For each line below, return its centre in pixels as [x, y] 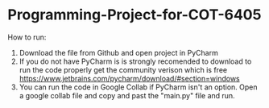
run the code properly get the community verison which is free [123, 69]
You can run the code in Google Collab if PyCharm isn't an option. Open [139, 87]
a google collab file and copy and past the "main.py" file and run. [127, 95]
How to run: [27, 37]
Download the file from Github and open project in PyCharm [118, 52]
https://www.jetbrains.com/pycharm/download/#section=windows [129, 78]
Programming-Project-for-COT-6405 [134, 15]
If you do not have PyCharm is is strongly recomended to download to [135, 61]
